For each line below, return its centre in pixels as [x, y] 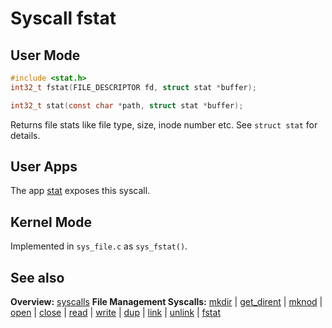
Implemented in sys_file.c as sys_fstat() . [99, 246]
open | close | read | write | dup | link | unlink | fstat [115, 313]
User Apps [44, 167]
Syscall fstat [63, 18]
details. [25, 135]
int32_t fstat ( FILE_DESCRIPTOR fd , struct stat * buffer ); [133, 87]
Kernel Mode [51, 222]
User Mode [45, 55]
